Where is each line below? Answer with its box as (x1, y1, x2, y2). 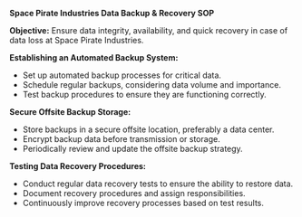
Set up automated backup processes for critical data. (22, 70, 222, 80)
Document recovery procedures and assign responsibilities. (22, 188, 247, 198)
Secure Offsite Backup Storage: (9, 107, 132, 117)
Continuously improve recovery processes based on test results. (22, 198, 265, 208)
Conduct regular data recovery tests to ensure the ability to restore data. (22, 178, 294, 189)
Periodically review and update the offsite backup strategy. (22, 144, 243, 154)
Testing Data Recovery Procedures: (9, 161, 147, 171)
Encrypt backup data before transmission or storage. (22, 134, 220, 144)
